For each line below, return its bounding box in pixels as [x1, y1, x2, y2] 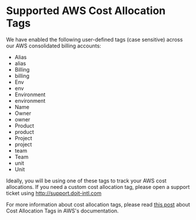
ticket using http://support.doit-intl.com [6, 189, 102, 197]
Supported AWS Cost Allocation [6, 4, 166, 18]
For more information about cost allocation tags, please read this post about [6, 201, 190, 208]
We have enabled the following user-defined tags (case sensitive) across [6, 36, 183, 43]
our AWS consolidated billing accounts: [6, 42, 101, 49]
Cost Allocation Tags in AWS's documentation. [6, 207, 119, 214]
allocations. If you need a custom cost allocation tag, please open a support [6, 183, 190, 190]
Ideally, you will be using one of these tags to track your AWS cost [6, 177, 167, 184]
